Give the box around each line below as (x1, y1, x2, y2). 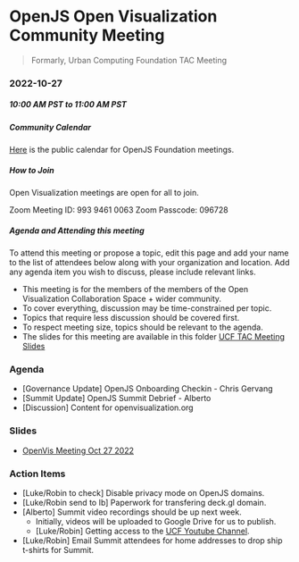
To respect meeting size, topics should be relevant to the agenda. (21, 322, 263, 332)
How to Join (9, 164, 55, 175)
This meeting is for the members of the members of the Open (21, 284, 248, 295)
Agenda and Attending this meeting (9, 225, 145, 236)
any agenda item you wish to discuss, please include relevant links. (9, 266, 256, 278)
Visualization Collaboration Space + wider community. (21, 293, 221, 305)
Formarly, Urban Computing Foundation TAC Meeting (30, 55, 228, 65)
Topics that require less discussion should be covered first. (21, 313, 240, 323)
